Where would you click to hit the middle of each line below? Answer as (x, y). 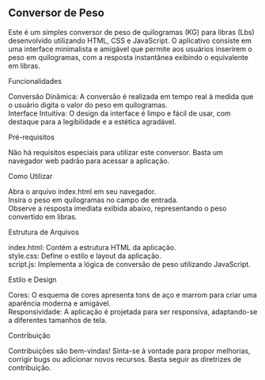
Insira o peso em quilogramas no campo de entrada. (93, 199)
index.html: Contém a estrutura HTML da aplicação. (92, 247)
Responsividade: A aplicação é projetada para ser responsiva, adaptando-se (133, 311)
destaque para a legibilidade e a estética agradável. (92, 121)
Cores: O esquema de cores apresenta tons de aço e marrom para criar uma (132, 294)
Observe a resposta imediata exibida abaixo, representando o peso (117, 208)
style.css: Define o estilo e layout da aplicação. (85, 256)
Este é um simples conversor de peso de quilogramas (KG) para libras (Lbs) (131, 32)
